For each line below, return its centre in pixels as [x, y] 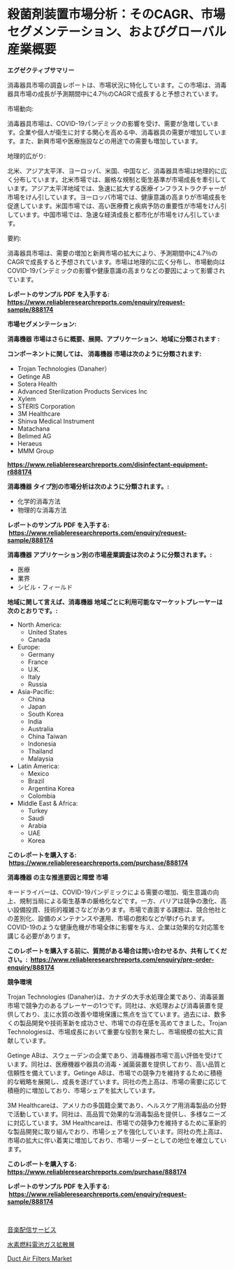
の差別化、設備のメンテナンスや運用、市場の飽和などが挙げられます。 [108, 918]
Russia [37, 684]
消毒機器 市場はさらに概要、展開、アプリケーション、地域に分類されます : [114, 339]
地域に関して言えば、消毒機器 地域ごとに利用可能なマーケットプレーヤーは [115, 602]
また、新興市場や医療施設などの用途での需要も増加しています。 [110, 141]
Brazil [36, 781]
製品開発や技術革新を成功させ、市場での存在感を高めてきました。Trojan [123, 1022]
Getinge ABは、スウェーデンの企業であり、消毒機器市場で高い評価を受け [112, 1055]
